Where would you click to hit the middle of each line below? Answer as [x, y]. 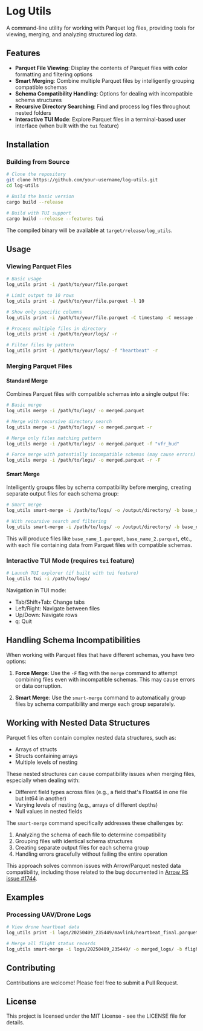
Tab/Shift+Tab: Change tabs [50, 602]
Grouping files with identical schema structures [74, 841]
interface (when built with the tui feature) [67, 126]
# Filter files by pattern [40, 345]
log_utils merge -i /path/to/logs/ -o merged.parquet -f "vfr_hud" [93, 444]
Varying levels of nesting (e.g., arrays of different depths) [86, 804]
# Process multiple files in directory [56, 328]
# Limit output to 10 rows [40, 296]
